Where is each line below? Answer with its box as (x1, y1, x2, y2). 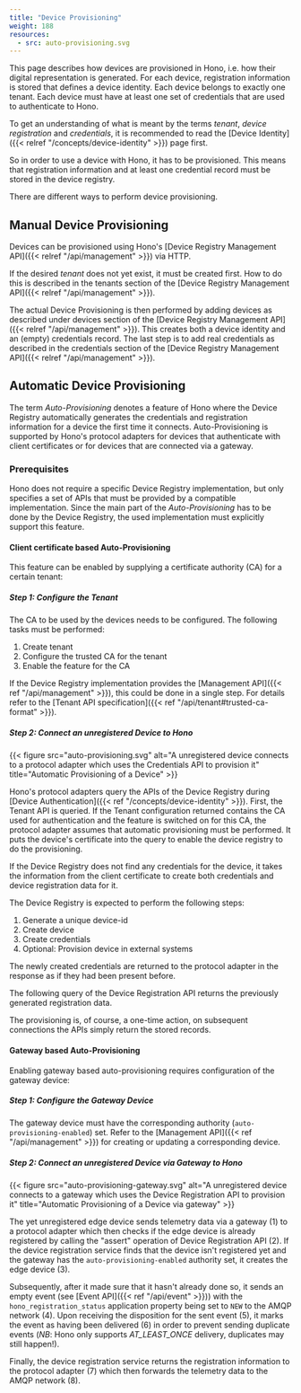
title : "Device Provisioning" (9, 13, 123, 22)
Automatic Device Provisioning (9, 378, 186, 393)
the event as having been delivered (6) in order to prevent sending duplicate (9, 1319, 290, 1330)
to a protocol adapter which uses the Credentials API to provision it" (9, 760, 260, 771)
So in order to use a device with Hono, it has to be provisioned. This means (9, 154, 287, 166)
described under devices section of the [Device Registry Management (9, 314, 269, 325)
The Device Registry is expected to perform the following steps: (9, 897, 245, 908)
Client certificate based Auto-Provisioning (9, 542, 171, 552)
